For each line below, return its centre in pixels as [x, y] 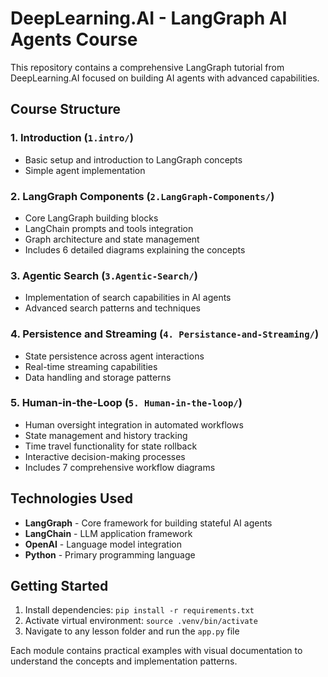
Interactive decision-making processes [105, 456]
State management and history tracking [106, 435]
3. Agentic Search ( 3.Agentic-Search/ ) [104, 275]
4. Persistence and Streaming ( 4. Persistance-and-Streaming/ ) [165, 334]
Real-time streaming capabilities [91, 366]
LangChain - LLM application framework [108, 533]
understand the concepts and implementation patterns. [124, 661]
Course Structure [66, 109]
